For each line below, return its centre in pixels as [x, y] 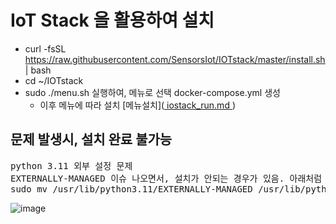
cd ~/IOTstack [54, 80]
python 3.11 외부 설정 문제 [71, 165]
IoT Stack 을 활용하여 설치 [112, 20]
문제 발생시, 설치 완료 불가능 [91, 139]
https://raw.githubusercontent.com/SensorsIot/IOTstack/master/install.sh [175, 59]
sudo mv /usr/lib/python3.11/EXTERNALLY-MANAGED [131, 189]
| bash [38, 70]
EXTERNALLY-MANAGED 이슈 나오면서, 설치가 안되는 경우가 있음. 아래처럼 [166, 178]
